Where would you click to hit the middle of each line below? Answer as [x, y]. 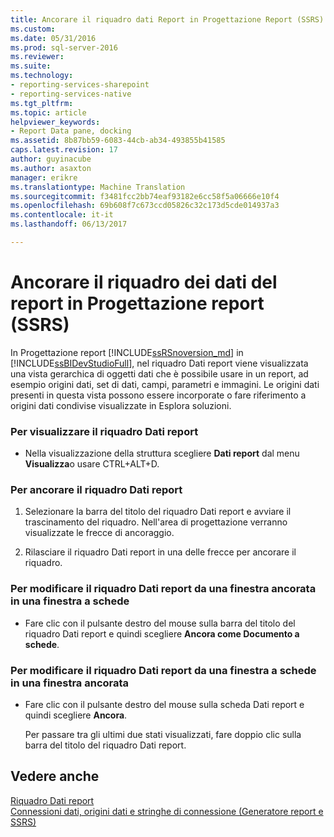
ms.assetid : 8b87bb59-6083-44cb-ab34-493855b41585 [118, 141]
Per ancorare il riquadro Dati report [96, 490]
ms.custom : [33, 29]
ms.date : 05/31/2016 [53, 38]
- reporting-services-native [71, 94]
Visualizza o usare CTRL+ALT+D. [92, 464]
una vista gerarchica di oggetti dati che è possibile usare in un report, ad [159, 373]
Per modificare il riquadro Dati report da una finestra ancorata [163, 589]
